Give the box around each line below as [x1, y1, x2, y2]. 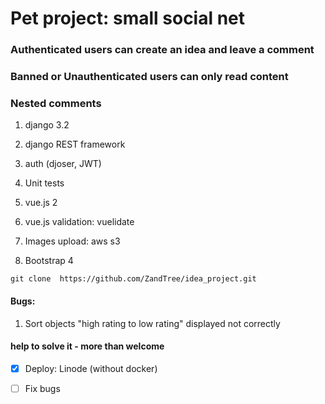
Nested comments [10, 96, 102, 110]
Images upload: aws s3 [24, 235, 121, 247]
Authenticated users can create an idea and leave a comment [10, 43, 315, 57]
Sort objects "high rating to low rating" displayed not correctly [24, 317, 281, 329]
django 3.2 [24, 119, 70, 131]
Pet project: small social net [10, 7, 246, 30]
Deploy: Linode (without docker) [24, 362, 158, 374]
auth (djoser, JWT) [24, 158, 102, 170]
